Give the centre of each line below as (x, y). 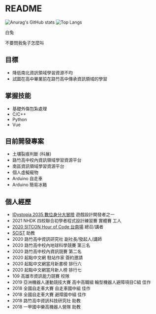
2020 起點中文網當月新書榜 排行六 (47, 264)
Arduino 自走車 (27, 179)
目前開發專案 (25, 141)
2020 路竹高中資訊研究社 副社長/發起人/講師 (57, 239)
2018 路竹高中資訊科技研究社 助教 (47, 301)
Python (19, 119)
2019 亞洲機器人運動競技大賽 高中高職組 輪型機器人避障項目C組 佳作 (81, 282)
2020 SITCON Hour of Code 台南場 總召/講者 (58, 227)
